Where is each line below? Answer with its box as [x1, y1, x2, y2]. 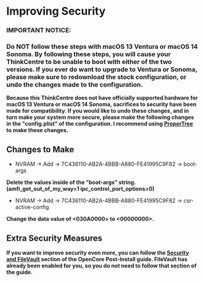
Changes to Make [6, 144, 74, 155]
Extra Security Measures [6, 233, 102, 243]
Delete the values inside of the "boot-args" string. [6, 178, 136, 186]
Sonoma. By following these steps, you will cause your [6, 50, 171, 58]
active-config [15, 203, 49, 211]
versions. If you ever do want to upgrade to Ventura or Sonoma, [6, 65, 198, 74]
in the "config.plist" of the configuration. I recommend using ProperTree [6, 120, 194, 127]
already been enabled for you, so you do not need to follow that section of [6, 262, 197, 269]
